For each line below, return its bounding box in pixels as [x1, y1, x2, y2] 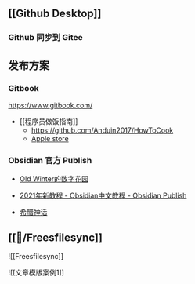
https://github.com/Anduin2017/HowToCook [31, 126, 174, 135]
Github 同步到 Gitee [8, 32, 84, 43]
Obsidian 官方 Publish [8, 155, 92, 166]
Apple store [31, 134, 69, 143]
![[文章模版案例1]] [8, 268, 65, 278]
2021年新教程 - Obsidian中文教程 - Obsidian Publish [19, 191, 187, 200]
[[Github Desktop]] [8, 7, 102, 20]
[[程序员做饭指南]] [19, 117, 78, 126]
